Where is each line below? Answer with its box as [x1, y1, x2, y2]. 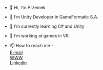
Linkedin [9, 60, 27, 66]
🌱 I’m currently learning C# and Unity [9, 23, 84, 29]
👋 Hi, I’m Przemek [9, 5, 46, 10]
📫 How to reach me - [9, 43, 54, 48]
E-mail [9, 50, 23, 55]
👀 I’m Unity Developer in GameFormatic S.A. [9, 14, 99, 19]
